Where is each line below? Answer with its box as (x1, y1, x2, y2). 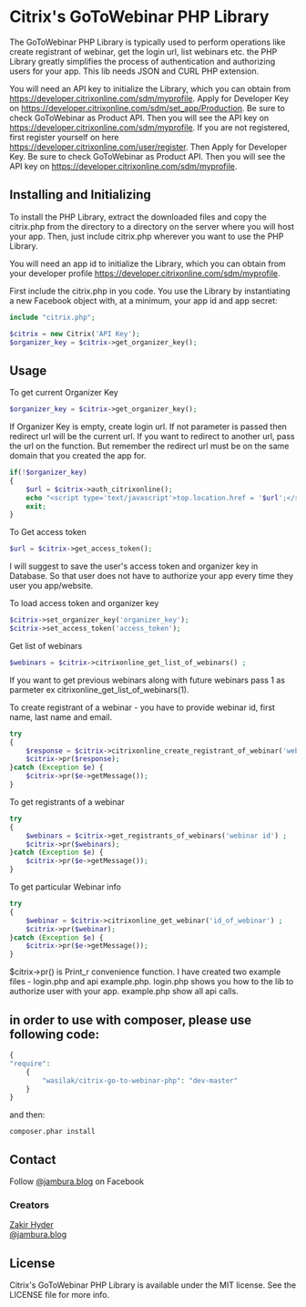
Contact (9, 1151, 56, 1168)
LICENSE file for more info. (9, 1290, 110, 1301)
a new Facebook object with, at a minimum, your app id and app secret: (9, 294, 278, 306)
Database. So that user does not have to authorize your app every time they (9, 571, 294, 581)
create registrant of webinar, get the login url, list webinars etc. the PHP (9, 46, 278, 57)
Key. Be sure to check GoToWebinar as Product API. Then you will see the (9, 150, 286, 161)
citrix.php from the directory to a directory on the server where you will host (9, 221, 294, 232)
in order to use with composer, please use (9, 1012, 252, 1027)
